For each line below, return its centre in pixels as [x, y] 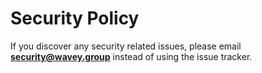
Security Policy [75, 18]
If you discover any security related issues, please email [126, 46]
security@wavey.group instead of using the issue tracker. [131, 56]
